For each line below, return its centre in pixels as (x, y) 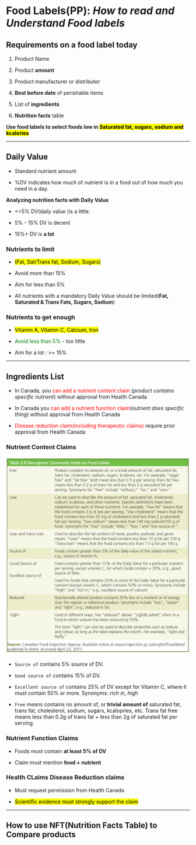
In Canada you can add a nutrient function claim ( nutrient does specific (99, 408)
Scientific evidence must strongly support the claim (76, 801)
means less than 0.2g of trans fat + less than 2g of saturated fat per (96, 717)
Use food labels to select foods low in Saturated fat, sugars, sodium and (95, 127)
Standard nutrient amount (45, 171)
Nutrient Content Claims (41, 447)
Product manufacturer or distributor (57, 81)
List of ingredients (37, 104)
